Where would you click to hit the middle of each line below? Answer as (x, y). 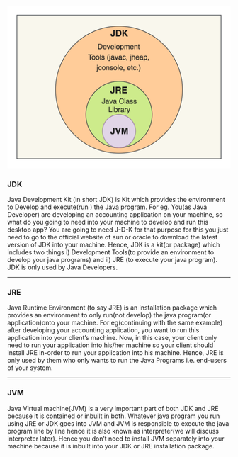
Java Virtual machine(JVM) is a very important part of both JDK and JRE (113, 408)
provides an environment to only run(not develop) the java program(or (109, 315)
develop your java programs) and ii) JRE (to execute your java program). (113, 259)
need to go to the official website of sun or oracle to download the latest (113, 237)
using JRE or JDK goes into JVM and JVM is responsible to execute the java (118, 423)
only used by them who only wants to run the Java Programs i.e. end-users (117, 361)
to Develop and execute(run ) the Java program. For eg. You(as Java (107, 207)
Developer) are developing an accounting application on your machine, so (115, 214)
